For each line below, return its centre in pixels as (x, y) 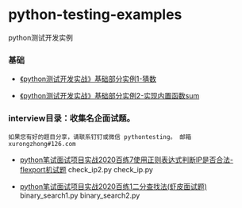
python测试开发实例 (40, 37)
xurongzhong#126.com (42, 144)
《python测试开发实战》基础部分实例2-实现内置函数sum (109, 96)
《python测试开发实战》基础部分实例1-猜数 (88, 79)
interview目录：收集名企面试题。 (71, 118)
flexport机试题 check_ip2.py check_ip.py (86, 169)
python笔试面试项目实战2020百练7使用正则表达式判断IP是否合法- (127, 160)
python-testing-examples (95, 15)
